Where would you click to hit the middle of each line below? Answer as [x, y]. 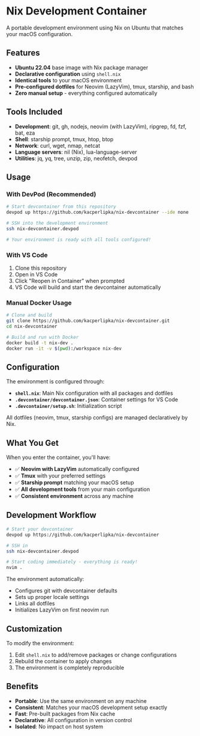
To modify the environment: [40, 643]
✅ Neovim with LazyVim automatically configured [77, 469]
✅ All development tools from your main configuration [82, 489]
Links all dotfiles [35, 604]
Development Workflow [51, 515]
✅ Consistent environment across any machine [74, 496]
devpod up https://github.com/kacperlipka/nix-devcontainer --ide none [97, 212]
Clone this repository [41, 268]
